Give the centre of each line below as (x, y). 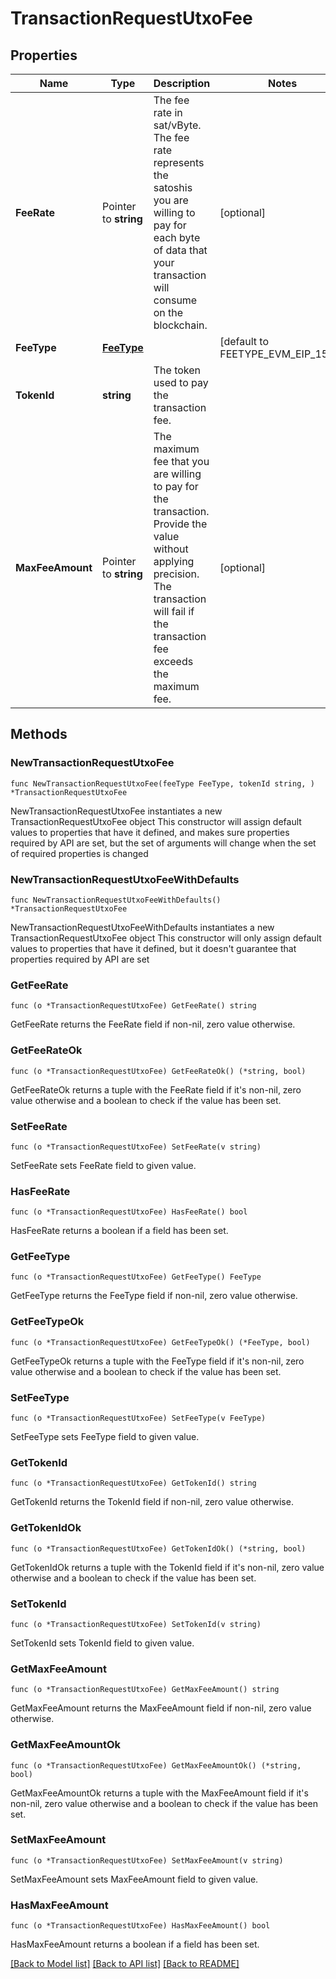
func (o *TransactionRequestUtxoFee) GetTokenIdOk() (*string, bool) (158, 1548)
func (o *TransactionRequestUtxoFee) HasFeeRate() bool (129, 1212)
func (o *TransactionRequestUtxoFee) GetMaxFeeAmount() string (145, 1690)
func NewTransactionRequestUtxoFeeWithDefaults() (116, 900)
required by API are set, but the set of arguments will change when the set (163, 843)
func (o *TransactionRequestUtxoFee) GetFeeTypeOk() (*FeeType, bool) (160, 1342)
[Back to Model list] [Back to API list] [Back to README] (125, 1964)
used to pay (181, 382)
